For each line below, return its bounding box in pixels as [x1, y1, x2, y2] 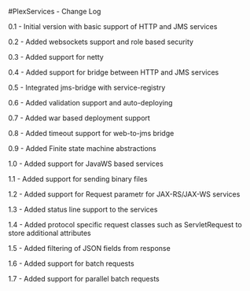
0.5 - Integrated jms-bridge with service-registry [8, 83, 166, 92]
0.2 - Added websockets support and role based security [8, 37, 194, 46]
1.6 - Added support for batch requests [8, 259, 135, 268]
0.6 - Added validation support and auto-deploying [8, 98, 173, 107]
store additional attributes [8, 228, 92, 238]
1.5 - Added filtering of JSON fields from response [8, 244, 171, 252]
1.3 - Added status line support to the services [8, 204, 158, 214]
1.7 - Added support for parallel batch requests [8, 274, 160, 283]
